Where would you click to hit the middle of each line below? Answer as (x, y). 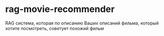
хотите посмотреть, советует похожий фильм (55, 28)
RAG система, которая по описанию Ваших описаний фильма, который (82, 23)
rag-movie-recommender (60, 9)
